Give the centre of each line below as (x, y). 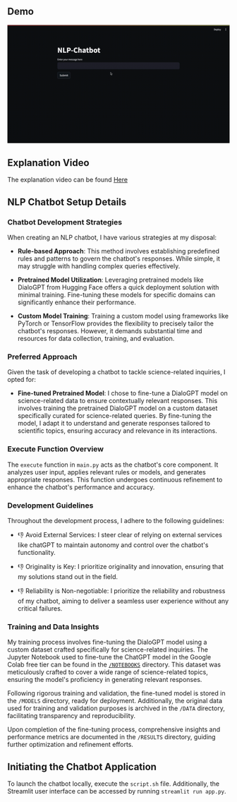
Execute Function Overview (56, 449)
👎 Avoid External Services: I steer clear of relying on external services (120, 534)
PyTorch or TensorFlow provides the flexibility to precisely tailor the (115, 323)
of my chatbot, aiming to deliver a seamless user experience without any (123, 601)
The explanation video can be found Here (68, 180)
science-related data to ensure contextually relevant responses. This (117, 401)
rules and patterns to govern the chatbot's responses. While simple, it (119, 259)
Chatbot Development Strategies (65, 222)
